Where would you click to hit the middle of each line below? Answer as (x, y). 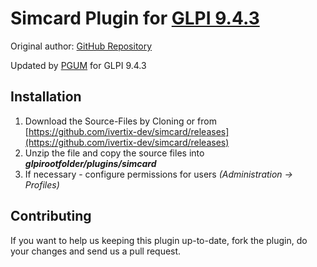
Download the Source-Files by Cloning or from (120, 121)
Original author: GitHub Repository (81, 46)
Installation (46, 97)
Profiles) (42, 184)
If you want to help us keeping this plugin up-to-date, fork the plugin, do (159, 240)
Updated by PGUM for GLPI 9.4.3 (78, 65)
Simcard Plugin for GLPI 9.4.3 (135, 18)
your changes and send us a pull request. (96, 251)
